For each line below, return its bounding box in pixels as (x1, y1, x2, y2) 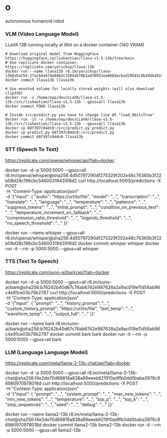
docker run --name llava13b (5, 69, 64, 74)
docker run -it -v (5, 117, 43, 122)
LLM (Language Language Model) (5, 349, 88, 356)
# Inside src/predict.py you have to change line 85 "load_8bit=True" (5, 113, 155, 118)
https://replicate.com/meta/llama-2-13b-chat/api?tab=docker (5, 360, 131, 366)
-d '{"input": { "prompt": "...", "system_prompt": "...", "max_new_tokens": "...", (5, 391, 162, 397)
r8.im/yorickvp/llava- (65, 69, 112, 74)
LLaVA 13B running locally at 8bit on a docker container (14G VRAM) (5, 42, 145, 48)
